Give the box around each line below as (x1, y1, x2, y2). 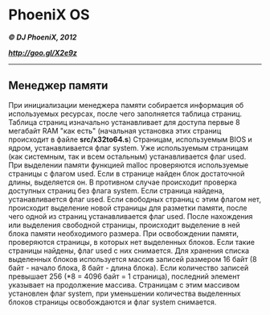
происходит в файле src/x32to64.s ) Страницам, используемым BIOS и (8, 135, 253, 144)
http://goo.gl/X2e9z (8, 48, 78, 57)
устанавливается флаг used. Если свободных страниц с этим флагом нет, (8, 194, 261, 204)
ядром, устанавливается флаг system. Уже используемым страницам (8, 143, 249, 152)
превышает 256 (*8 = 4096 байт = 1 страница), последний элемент (8, 271, 240, 281)
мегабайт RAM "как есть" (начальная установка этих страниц (8, 126, 222, 135)
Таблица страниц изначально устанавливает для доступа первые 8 (8, 117, 240, 126)
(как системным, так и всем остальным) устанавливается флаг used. (8, 151, 247, 161)
